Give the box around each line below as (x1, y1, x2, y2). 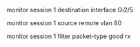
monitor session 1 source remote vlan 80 (6, 19, 122, 27)
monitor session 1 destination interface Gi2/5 (6, 6, 134, 14)
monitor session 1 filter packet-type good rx (6, 32, 131, 40)
